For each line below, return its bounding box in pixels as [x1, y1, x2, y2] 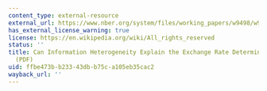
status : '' [8, 41, 44, 49]
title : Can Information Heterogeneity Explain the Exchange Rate [8, 48, 229, 56]
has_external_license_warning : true [8, 26, 130, 34]
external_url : [8, 19, 56, 27]
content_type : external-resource [8, 11, 119, 20]
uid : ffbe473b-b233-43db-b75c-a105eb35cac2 [8, 63, 155, 71]
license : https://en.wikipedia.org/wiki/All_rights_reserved [8, 33, 215, 42]
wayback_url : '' [8, 70, 62, 78]
